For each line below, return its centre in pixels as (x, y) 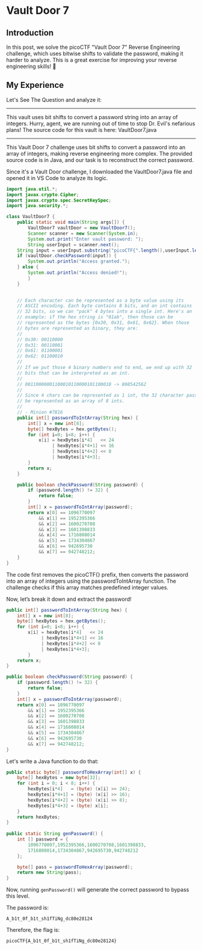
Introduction (30, 33)
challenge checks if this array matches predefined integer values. (87, 587)
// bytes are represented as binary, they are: (78, 328)
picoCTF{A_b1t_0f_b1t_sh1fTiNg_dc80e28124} (62, 941)
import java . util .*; (32, 189)
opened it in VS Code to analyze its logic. (57, 178)
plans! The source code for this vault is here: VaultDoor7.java (81, 129)
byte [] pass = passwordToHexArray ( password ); (75, 867)
